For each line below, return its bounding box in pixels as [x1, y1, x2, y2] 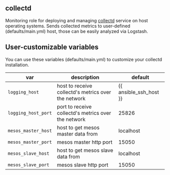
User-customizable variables [5, 43, 99, 52]
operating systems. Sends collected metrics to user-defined [5, 23, 131, 29]
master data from [57, 130, 98, 137]
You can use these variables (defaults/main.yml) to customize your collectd [5, 56, 162, 62]
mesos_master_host [8, 127, 52, 134]
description [70, 73, 100, 80]
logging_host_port [8, 110, 52, 116]
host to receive [57, 82, 93, 89]
